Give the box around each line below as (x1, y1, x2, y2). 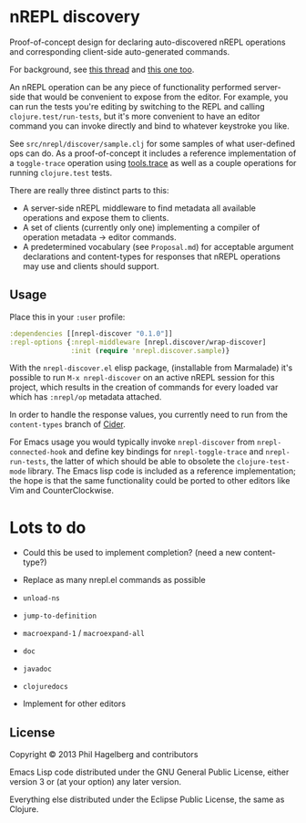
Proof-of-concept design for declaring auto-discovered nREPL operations (9, 36, 286, 47)
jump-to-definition (22, 611, 97, 621)
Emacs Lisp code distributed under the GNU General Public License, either (9, 766, 290, 777)
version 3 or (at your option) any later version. (9, 776, 182, 787)
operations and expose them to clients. (22, 212, 169, 223)
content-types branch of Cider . (9, 419, 126, 430)
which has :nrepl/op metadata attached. (9, 391, 162, 402)
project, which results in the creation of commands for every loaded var (9, 381, 279, 393)
